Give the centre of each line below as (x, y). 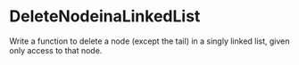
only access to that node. (56, 50)
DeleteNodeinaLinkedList (105, 16)
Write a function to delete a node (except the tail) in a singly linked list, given (149, 41)
